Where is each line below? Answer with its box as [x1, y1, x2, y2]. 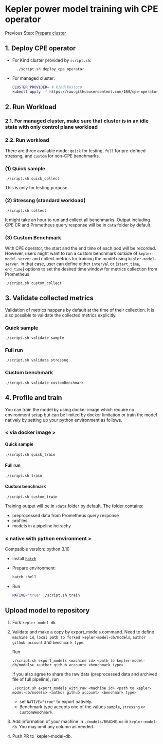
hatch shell [12, 575, 36, 580]
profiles [12, 518, 28, 524]
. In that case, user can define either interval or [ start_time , [18, 261, 140, 267]
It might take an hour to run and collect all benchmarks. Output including [5, 217, 150, 223]
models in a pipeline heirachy [12, 523, 72, 529]
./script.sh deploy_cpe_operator [17, 67, 85, 71]
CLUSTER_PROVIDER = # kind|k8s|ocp [12, 85, 82, 90]
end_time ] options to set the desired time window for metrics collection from [5, 266, 158, 272]
